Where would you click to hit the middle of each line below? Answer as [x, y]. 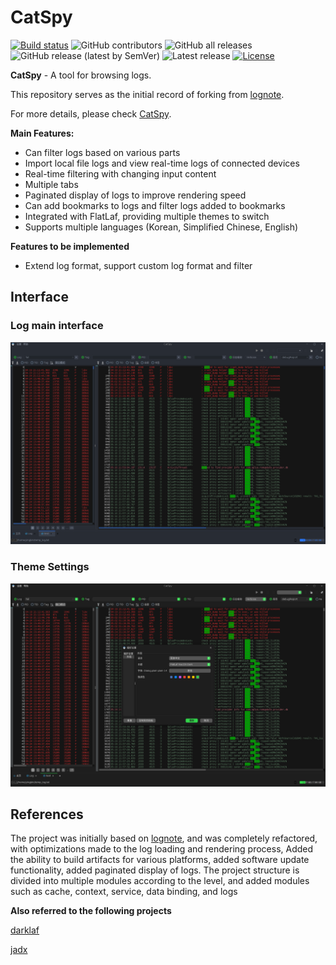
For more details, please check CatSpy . [91, 113]
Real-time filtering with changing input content [120, 173]
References [47, 814]
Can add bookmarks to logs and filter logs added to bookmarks [155, 205]
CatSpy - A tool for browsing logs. [81, 75]
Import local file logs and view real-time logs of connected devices [162, 163]
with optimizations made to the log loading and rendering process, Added [162, 849]
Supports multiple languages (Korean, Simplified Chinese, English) [161, 227]
